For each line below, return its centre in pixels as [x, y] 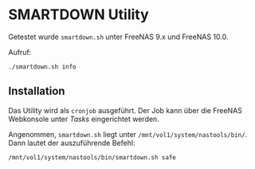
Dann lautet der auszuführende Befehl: [72, 143]
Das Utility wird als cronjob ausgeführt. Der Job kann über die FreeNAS [126, 110]
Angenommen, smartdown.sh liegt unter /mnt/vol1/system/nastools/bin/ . [128, 134]
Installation [37, 91]
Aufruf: [20, 52]
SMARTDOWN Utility [78, 15]
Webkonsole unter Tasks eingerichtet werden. [84, 119]
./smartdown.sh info [43, 67]
